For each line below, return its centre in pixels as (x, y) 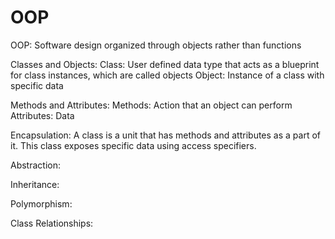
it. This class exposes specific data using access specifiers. (133, 145)
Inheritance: (35, 184)
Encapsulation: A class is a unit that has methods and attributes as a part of (165, 135)
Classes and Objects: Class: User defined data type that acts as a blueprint (165, 64)
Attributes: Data (42, 115)
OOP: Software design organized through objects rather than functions (156, 45)
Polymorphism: (41, 203)
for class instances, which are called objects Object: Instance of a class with (167, 75)
